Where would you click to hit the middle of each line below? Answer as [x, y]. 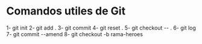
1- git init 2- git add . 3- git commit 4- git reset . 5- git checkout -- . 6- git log [101, 28]
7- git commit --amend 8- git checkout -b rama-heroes [75, 34]
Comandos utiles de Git [66, 11]
